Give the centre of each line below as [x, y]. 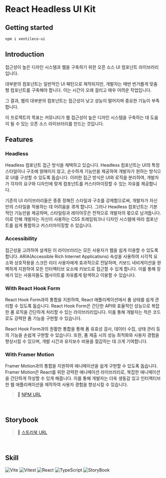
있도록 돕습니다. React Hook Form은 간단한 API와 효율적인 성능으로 [85, 306]
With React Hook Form [33, 288]
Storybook [22, 420]
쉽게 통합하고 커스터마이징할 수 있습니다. [53, 225]
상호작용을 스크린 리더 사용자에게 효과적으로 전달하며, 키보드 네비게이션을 [85, 263]
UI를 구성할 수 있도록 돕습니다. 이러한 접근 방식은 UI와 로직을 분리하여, [78, 178]
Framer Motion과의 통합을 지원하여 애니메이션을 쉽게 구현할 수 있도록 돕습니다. [82, 366]
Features [19, 140]
